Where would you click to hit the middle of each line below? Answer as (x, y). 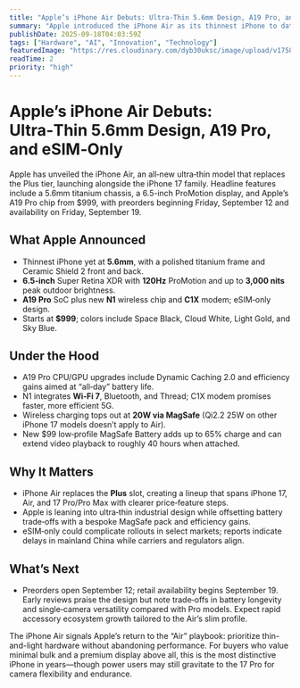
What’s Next (45, 569)
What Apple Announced (78, 240)
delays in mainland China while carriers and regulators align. (133, 541)
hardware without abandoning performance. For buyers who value (167, 646)
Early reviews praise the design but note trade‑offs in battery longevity (152, 600)
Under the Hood (54, 356)
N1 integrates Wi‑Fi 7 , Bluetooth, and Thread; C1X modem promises (146, 396)
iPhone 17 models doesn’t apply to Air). (94, 425)
